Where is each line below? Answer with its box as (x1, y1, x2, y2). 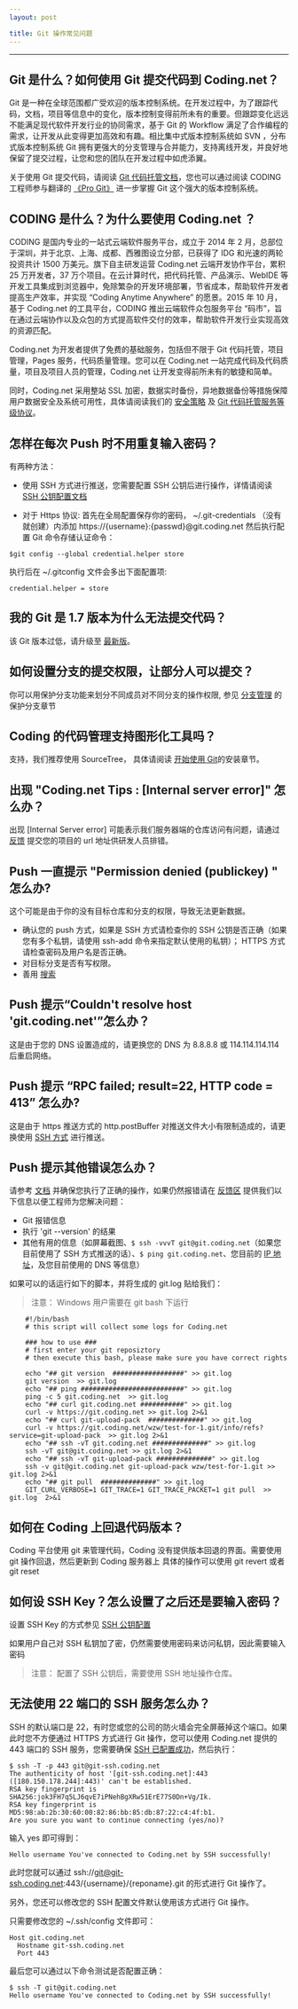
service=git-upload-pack (9, 1432, 101, 1440)
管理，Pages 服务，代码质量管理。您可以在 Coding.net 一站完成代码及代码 (9, 356, 281, 366)
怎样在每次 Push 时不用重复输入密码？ (9, 436, 219, 451)
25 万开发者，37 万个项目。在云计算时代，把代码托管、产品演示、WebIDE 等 (9, 270, 289, 280)
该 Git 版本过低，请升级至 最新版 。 (9, 635, 136, 646)
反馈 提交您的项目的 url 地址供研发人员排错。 (9, 836, 173, 846)
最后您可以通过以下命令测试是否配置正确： (9, 1966, 165, 1976)
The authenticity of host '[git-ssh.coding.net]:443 (9, 1769, 208, 1778)
